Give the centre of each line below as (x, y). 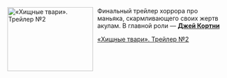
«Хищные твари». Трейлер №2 (143, 39)
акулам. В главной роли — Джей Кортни (159, 26)
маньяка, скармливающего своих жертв (158, 18)
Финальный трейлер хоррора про (148, 11)
